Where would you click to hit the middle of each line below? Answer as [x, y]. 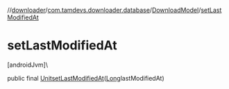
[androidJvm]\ [28, 65]
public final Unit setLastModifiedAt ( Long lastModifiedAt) [86, 78]
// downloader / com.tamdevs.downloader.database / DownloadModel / [104, 10]
